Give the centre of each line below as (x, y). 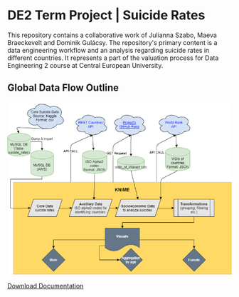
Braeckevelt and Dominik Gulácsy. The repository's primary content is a (112, 42)
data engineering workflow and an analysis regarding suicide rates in (108, 50)
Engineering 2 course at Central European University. (85, 65)
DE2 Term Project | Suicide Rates (106, 15)
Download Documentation (46, 286)
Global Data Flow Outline (63, 88)
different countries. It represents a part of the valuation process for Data (113, 58)
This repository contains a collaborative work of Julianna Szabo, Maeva (112, 35)
